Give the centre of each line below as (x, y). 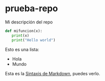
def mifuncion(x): (24, 31)
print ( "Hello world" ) (33, 40)
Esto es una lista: (22, 49)
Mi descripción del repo (29, 22)
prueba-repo (31, 9)
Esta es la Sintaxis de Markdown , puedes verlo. (53, 73)
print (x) (20, 35)
